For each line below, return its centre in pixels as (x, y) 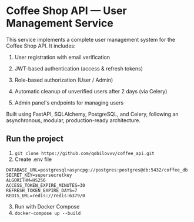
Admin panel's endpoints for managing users (69, 102)
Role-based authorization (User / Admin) (64, 80)
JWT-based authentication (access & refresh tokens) (78, 68)
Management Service (60, 23)
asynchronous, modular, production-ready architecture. (73, 120)
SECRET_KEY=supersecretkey (39, 175)
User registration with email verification (62, 57)
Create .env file (33, 159)
